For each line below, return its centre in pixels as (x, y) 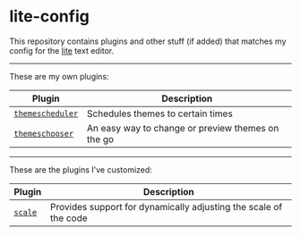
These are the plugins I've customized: (81, 169)
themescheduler (46, 113)
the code (69, 218)
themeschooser (44, 133)
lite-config (49, 17)
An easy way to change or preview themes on (183, 128)
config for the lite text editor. (62, 50)
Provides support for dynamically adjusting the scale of (167, 206)
